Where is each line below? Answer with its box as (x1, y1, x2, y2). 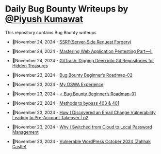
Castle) (12, 143, 27, 149)
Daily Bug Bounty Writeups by (5, 3, 129, 14)
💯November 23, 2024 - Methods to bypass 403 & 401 (12, 100, 120, 106)
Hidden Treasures (12, 63, 48, 69)
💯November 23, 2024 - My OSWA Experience (12, 81, 104, 87)
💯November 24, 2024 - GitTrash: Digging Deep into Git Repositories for (12, 57, 154, 63)
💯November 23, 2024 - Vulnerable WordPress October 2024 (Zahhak (12, 139, 151, 144)
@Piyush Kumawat (5, 14, 83, 25)
